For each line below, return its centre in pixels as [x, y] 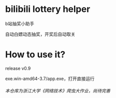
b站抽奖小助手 [20, 23]
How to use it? [35, 54]
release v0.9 [18, 68]
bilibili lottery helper [48, 9]
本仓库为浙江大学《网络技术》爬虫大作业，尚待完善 [58, 91]
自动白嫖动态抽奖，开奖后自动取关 [40, 34]
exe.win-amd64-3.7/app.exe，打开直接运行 [50, 79]
